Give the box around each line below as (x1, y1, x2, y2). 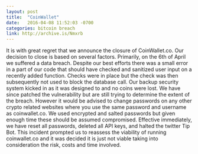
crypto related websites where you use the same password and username (6, 104, 187, 111)
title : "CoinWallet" (6, 14, 60, 20)
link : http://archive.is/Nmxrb (6, 31, 83, 37)
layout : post (6, 8, 38, 15)
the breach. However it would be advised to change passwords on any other (6, 97, 192, 104)
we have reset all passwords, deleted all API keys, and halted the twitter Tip (6, 123, 190, 130)
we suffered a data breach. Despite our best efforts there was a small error (6, 60, 189, 67)
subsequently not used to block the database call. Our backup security (6, 78, 179, 86)
